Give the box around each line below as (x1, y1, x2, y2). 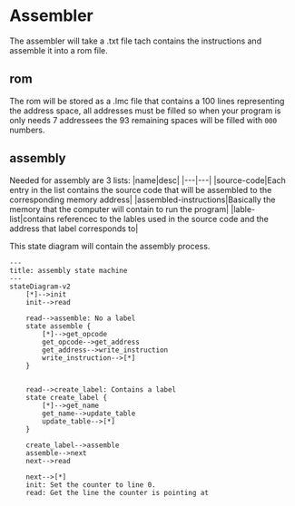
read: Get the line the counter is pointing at (25, 488, 209, 497)
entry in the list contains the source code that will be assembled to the (9, 184, 272, 195)
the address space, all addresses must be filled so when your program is (9, 105, 281, 116)
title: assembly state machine (9, 266, 128, 275)
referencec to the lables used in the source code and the (56, 213, 270, 224)
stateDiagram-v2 (9, 282, 71, 291)
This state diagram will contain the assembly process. (9, 240, 211, 251)
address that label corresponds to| (9, 223, 139, 234)
